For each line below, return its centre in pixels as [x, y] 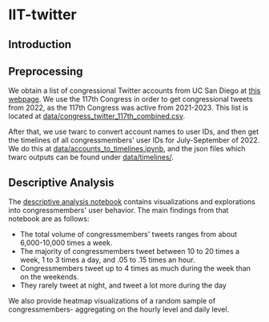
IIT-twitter [43, 15]
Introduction [40, 44]
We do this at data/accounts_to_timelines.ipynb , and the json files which [127, 149]
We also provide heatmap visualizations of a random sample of [112, 301]
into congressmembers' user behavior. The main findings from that [118, 211]
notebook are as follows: [49, 219]
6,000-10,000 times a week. [66, 243]
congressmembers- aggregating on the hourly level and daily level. [119, 309]
